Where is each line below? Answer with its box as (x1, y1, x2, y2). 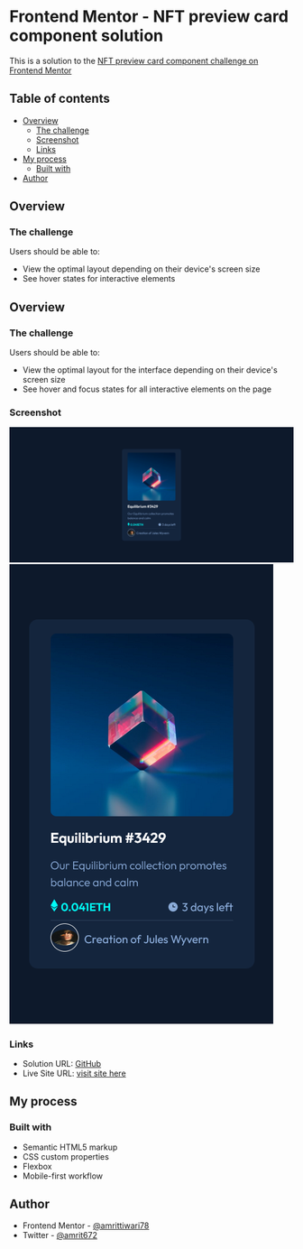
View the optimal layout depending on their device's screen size (22, 264, 261, 274)
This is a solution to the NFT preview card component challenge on (9, 55, 259, 66)
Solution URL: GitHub (22, 1058, 102, 1069)
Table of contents (9, 91, 110, 106)
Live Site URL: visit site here (22, 1068, 126, 1078)
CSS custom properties (22, 1151, 110, 1161)
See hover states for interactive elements (22, 273, 176, 284)
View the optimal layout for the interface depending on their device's (22, 365, 278, 375)
